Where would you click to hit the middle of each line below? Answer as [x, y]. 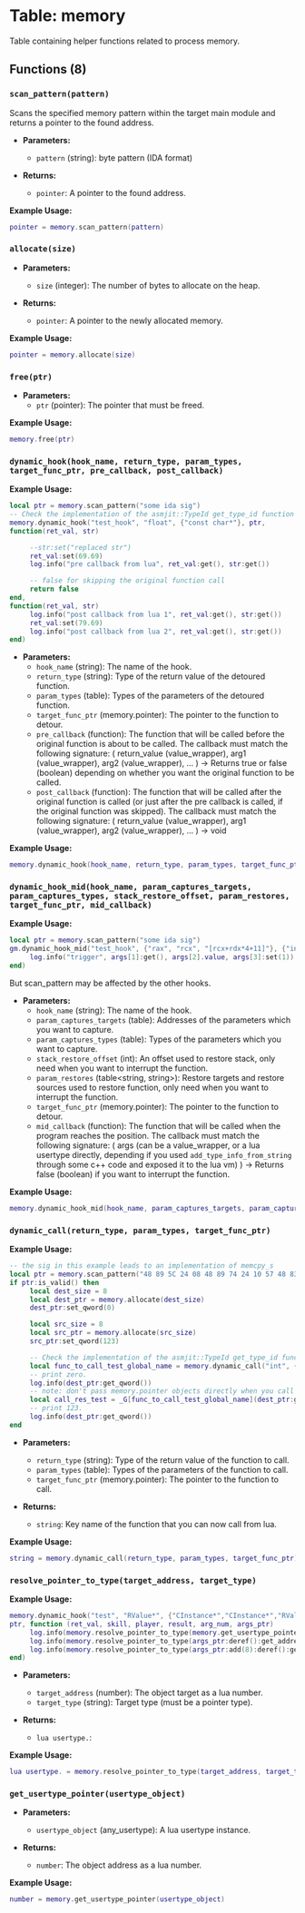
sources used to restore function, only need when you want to [152, 1087]
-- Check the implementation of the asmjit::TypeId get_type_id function [152, 515]
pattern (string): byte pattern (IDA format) [114, 157]
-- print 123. [56, 1408]
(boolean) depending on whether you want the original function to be [165, 773]
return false [54, 589]
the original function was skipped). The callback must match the [156, 811]
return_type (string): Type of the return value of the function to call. [162, 1460]
